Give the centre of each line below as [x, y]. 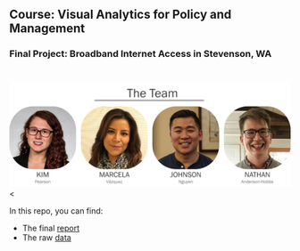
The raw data [46, 237]
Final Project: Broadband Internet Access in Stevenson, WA [141, 54]
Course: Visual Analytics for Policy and [121, 15]
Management [47, 29]
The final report [51, 228]
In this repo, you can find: [56, 211]
